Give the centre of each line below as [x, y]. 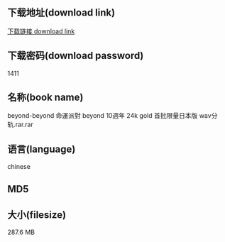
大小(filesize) [37, 215]
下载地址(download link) [61, 13]
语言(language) [42, 149]
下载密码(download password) [76, 56]
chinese [19, 167]
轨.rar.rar [20, 125]
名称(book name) [45, 98]
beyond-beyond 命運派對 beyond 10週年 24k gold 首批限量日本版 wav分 [112, 116]
